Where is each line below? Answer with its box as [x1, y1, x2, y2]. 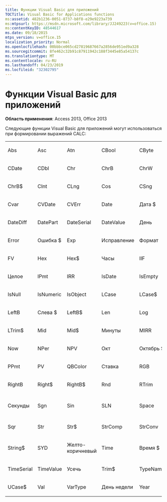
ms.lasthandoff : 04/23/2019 [5, 63, 64, 68]
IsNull [7, 291, 21, 298]
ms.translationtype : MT [5, 53, 55, 59]
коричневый [67, 447, 97, 454]
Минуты [101, 327, 121, 334]
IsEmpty [139, 273, 159, 280]
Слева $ [37, 309, 57, 316]
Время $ [139, 444, 160, 451]
